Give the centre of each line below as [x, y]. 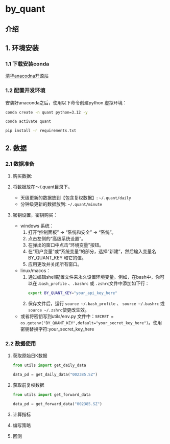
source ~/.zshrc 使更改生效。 [58, 309]
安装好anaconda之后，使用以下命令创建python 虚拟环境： [66, 102]
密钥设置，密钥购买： [35, 215]
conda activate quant [28, 121]
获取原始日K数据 [30, 356]
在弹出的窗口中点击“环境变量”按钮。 [66, 245]
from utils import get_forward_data [52, 394]
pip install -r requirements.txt [41, 131]
